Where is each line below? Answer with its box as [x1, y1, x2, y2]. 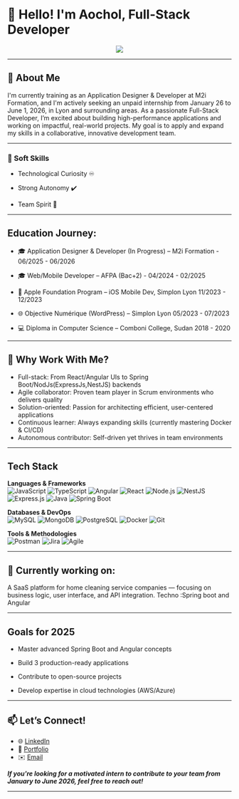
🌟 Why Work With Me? [7, 354, 109, 366]
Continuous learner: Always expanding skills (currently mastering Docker [17, 418, 232, 427]
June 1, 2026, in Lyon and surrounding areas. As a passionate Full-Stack [7, 106, 219, 115]
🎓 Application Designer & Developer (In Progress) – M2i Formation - [17, 246, 219, 255]
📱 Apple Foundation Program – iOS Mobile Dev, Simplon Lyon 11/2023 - [17, 288, 226, 296]
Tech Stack [7, 461, 58, 473]
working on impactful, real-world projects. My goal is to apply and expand [7, 121, 224, 130]
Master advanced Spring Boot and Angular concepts [17, 644, 172, 654]
